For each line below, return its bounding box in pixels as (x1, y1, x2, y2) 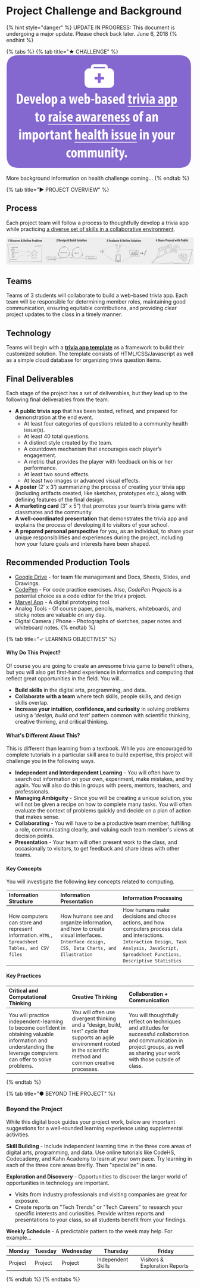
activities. (6, 1131, 30, 1138)
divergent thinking (71, 1015, 116, 1022)
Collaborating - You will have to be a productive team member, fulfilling (14, 820, 191, 827)
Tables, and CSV (8, 945, 49, 952)
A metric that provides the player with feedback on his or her (23, 458, 173, 465)
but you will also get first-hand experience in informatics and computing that (6, 668, 194, 676)
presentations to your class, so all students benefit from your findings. (14, 1216, 187, 1224)
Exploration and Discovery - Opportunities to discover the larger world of (6, 1173, 187, 1180)
